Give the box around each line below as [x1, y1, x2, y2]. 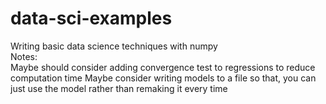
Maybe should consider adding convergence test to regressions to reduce [10, 61, 316, 73]
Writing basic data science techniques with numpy [10, 40, 218, 52]
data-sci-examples [10, 7, 173, 30]
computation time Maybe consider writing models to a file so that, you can [10, 72, 317, 84]
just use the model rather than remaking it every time [10, 82, 228, 94]
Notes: [10, 50, 38, 62]
